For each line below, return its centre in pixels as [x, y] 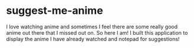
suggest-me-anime [55, 11]
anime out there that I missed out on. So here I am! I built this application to [97, 32]
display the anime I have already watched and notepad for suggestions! [93, 39]
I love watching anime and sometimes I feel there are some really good [92, 27]
